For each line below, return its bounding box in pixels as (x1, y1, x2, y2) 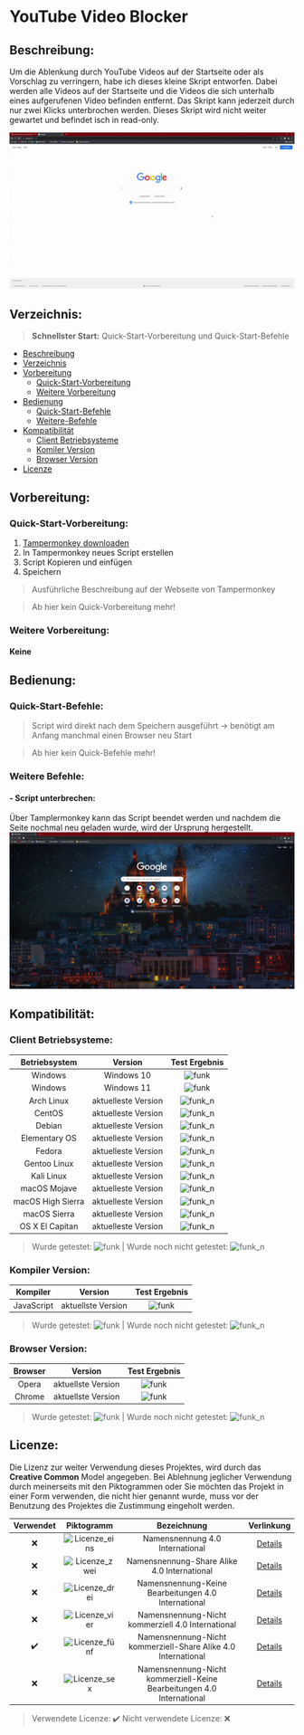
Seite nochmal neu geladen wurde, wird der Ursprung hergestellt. (9, 822, 253, 834)
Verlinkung (248, 1521, 291, 1531)
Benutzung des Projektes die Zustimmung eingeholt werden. (9, 1500, 235, 1511)
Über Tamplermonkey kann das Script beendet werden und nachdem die (9, 813, 281, 824)
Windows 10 (103, 1070, 152, 1081)
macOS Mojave (20, 1183, 78, 1194)
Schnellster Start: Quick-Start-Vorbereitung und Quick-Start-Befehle (31, 330, 290, 341)
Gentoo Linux (24, 1158, 74, 1168)
